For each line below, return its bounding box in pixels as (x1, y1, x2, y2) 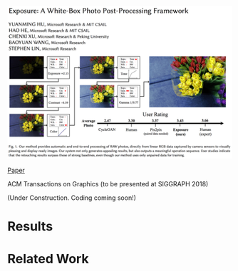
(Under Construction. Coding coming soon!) (7, 193, 137, 202)
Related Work (7, 250, 89, 267)
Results (7, 218, 53, 234)
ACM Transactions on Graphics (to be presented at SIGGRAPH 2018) (7, 179, 209, 188)
